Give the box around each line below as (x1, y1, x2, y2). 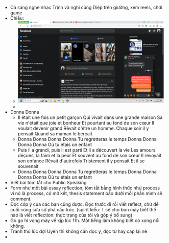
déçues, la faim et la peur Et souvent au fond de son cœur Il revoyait (17, 152, 162, 158)
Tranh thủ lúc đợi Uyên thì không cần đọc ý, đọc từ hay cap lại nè (10, 228, 147, 234)
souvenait (17, 163, 39, 169)
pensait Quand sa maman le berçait (17, 130, 93, 137)
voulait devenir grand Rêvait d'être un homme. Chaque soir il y (17, 125, 149, 131)
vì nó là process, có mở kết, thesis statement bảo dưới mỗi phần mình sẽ (10, 190, 162, 196)
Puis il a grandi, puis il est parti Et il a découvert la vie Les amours (17, 147, 156, 153)
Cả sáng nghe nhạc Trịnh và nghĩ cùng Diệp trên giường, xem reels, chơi (10, 5, 162, 10)
